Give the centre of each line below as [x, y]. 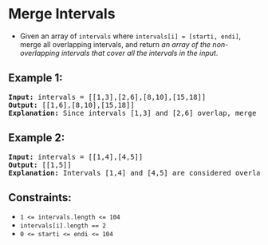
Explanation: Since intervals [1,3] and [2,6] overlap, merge [132, 113]
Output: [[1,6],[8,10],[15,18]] [71, 105]
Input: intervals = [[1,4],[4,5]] [76, 157]
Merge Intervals [62, 14]
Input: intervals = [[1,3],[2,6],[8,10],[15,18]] [107, 97]
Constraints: [40, 198]
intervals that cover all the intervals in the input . [140, 53]
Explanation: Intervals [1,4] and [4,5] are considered [120, 173]
